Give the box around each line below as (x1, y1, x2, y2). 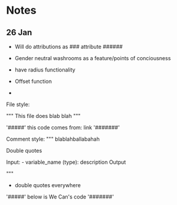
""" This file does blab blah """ (6, 113, 81, 119)
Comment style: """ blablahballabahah (6, 135, 100, 142)
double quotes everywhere (14, 182, 81, 188)
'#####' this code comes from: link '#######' (6, 124, 120, 131)
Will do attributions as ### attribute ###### (14, 43, 123, 50)
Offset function (14, 78, 52, 85)
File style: (6, 101, 30, 108)
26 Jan (6, 27, 33, 38)
